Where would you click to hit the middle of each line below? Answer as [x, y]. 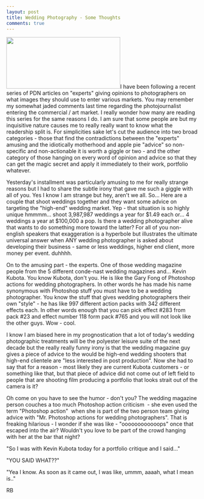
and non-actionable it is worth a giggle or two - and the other [104, 151]
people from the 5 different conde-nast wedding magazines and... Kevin [96, 271]
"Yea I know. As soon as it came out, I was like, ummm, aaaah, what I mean [100, 472]
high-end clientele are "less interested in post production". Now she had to [100, 361]
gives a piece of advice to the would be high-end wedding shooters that [97, 354]
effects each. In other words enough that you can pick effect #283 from [96, 310]
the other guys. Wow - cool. [41, 323]
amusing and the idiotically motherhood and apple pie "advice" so [89, 145]
